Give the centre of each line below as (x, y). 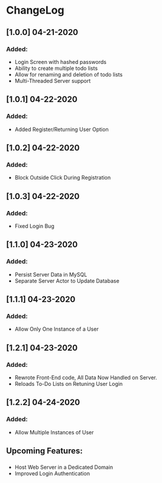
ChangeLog (35, 10)
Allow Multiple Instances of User (54, 432)
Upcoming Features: (44, 451)
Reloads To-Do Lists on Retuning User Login (69, 384)
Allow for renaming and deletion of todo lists (69, 74)
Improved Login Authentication (52, 474)
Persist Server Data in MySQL (51, 274)
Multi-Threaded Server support (53, 81)
